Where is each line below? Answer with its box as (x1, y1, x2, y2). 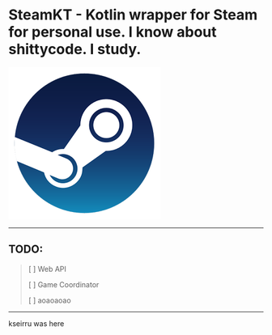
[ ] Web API (28, 264, 67, 274)
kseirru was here (8, 318, 65, 329)
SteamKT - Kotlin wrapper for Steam (8, 6, 257, 24)
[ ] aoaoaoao (28, 295, 71, 305)
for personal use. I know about (8, 23, 217, 41)
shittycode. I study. (8, 40, 142, 58)
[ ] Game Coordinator (28, 279, 100, 289)
